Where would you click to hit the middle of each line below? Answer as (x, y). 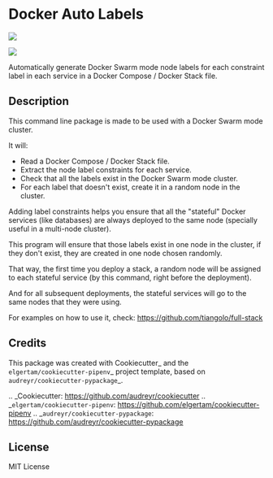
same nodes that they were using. (65, 302)
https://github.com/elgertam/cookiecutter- (188, 404)
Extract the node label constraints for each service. (106, 169)
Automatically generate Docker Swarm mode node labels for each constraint (136, 67)
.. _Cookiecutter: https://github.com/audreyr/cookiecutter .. (107, 396)
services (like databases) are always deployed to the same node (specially (133, 219)
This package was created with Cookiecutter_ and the (99, 363)
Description (39, 101)
